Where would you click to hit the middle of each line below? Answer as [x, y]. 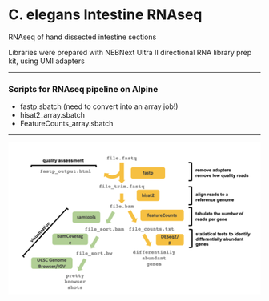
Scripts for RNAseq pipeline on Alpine [83, 89]
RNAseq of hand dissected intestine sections [82, 37]
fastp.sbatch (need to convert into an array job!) [99, 106]
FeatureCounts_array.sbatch [66, 124]
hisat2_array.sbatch [52, 115]
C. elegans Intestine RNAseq [105, 15]
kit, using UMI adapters [47, 61]
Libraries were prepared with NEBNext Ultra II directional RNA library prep [130, 52]
